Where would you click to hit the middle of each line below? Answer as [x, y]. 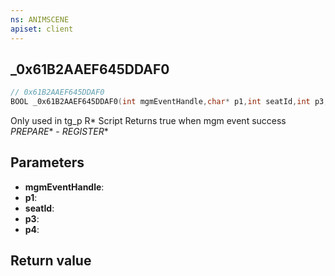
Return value [51, 261]
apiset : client [42, 29]
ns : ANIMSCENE [40, 19]
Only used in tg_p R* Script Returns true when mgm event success [148, 121]
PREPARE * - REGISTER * [59, 132]
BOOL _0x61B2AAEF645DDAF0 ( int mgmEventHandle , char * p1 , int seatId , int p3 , [169, 102]
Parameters [47, 162]
